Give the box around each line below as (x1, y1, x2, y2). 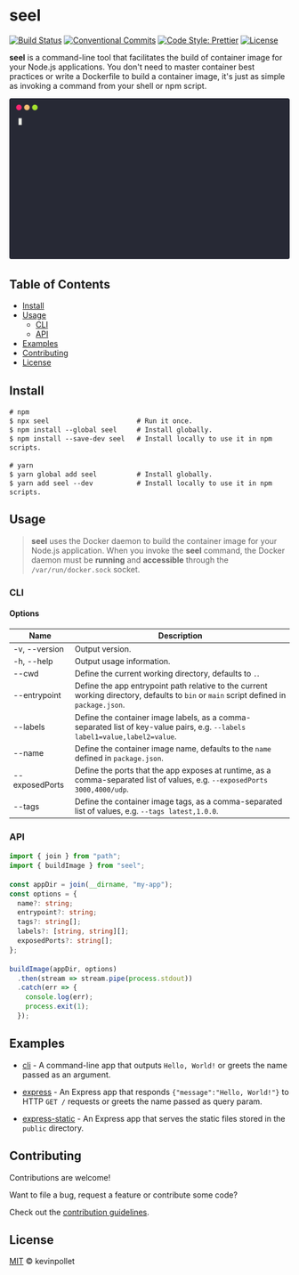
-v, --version (12, 643, 65, 654)
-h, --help (12, 655, 53, 666)
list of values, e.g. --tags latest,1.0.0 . (74, 806, 219, 816)
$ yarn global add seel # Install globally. (9, 469, 214, 479)
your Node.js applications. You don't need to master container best (9, 61, 255, 72)
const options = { (9, 889, 77, 898)
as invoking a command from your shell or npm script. (9, 80, 207, 91)
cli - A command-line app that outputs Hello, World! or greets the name (21, 1060, 287, 1070)
